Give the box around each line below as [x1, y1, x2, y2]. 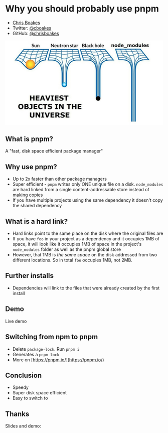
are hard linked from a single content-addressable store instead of [12, 187, 149, 193]
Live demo [5, 318, 27, 324]
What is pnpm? [5, 135, 54, 143]
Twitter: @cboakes [12, 25, 52, 31]
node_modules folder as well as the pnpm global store [12, 246, 121, 252]
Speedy [12, 384, 29, 390]
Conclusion [5, 371, 42, 379]
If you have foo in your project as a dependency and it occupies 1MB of [12, 236, 160, 242]
